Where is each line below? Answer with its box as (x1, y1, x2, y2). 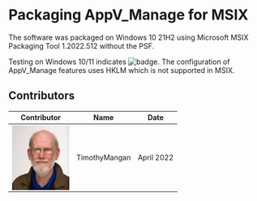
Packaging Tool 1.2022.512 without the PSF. (8, 41, 155, 50)
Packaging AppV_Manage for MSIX (8, 6, 249, 24)
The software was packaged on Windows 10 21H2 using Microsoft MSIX (8, 32, 249, 42)
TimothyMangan (75, 152, 131, 162)
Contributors (8, 89, 75, 103)
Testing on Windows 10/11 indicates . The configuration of (8, 57, 230, 66)
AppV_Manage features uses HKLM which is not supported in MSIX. (8, 65, 235, 75)
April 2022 (137, 152, 174, 162)
